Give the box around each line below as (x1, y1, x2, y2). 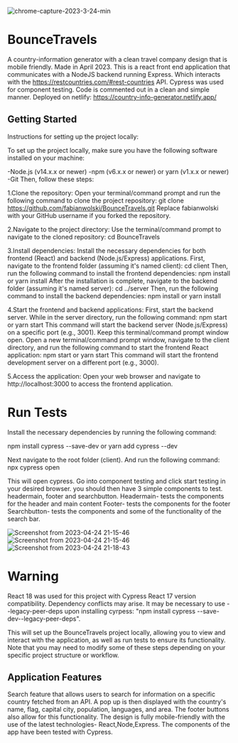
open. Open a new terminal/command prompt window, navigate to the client (7, 335, 229, 344)
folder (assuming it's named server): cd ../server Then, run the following (7, 284, 219, 293)
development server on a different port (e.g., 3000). (7, 358, 159, 367)
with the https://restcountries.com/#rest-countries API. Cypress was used (7, 77, 224, 86)
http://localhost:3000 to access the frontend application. (7, 379, 173, 388)
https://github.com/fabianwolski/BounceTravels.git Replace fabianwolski (7, 203, 219, 212)
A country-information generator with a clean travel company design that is (7, 55, 227, 63)
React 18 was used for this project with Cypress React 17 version (7, 592, 197, 600)
